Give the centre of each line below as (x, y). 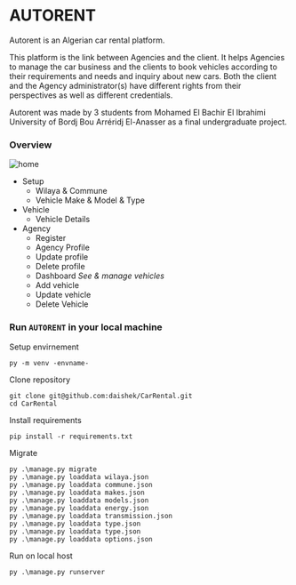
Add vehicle (57, 285)
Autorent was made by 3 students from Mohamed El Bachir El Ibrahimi (138, 112)
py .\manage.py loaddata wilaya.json (79, 477)
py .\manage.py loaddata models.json (79, 500)
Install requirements (45, 420)
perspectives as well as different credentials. (91, 95)
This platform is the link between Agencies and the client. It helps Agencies (147, 57)
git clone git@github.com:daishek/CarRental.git (101, 396)
